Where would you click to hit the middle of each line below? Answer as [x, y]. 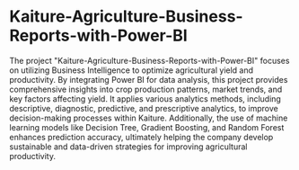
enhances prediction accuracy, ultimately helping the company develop [141, 137]
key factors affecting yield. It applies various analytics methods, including [145, 98]
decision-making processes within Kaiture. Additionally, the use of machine [149, 118]
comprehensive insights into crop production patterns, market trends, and [146, 89]
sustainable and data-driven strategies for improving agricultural [128, 147]
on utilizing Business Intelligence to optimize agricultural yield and [132, 70]
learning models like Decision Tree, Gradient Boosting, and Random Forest [147, 127]
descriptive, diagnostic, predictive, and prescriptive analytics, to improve [144, 108]
